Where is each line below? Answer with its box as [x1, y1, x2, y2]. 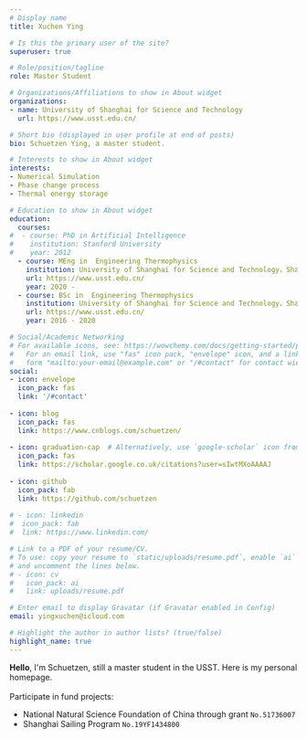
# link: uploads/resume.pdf [9, 586, 125, 596]
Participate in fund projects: [9, 691, 114, 701]
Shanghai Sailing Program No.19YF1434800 [22, 718, 180, 729]
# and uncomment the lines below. [9, 561, 142, 571]
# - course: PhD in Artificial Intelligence [9, 231, 185, 240]
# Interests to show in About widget [9, 155, 153, 164]
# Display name [9, 13, 68, 23]
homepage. [9, 671, 53, 682]
